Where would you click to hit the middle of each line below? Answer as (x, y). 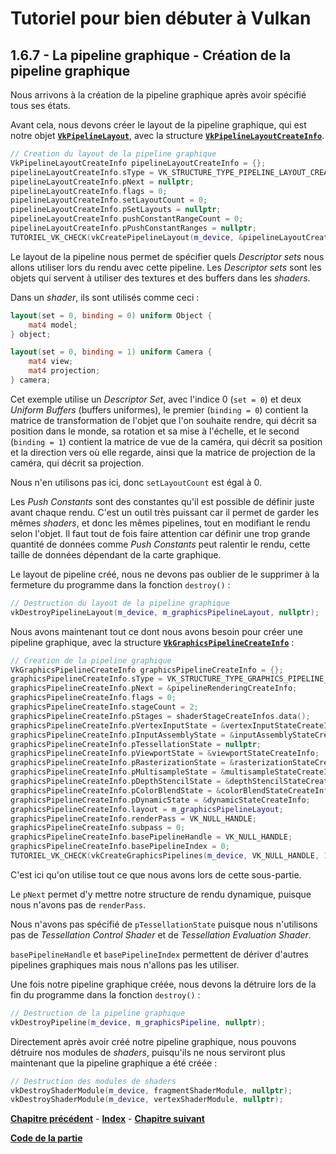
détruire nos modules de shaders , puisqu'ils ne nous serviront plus (148, 1052)
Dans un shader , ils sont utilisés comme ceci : (105, 297)
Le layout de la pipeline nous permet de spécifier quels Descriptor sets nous (167, 256)
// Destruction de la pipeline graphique (98, 1013)
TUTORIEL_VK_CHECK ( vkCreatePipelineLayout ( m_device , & (127, 237)
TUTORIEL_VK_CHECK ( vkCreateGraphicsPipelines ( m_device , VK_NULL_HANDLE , (165, 856)
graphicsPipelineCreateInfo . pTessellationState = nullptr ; (136, 744)
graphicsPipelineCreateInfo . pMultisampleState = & (118, 772)
